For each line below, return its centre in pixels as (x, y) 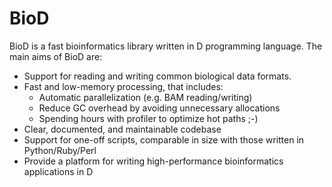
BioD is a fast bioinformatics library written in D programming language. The (166, 46)
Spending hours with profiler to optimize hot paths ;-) (148, 118)
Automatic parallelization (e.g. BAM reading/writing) (145, 97)
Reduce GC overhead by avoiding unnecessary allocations (159, 108)
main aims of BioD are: (56, 56)
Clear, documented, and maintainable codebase (122, 129)
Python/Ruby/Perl (60, 150)
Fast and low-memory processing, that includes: (123, 86)
